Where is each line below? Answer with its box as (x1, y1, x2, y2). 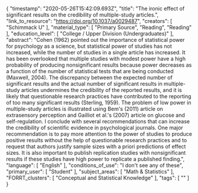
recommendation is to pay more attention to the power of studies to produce (6, 130, 192, 138)
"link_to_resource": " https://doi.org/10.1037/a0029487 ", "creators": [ (6, 18, 173, 24)
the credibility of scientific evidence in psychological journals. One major (6, 124, 183, 131)
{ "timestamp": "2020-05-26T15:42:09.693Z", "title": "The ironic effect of (6, 5, 185, 12)
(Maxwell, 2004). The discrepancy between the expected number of (6, 74, 173, 81)
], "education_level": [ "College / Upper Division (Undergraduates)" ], (6, 30, 174, 37)
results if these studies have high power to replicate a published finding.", (6, 156, 185, 162)
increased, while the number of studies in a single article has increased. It (6, 49, 186, 55)
